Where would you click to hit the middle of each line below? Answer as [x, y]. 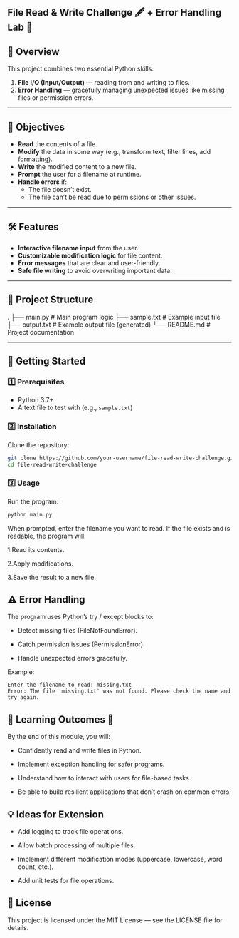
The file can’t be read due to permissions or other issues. [112, 197]
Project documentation [41, 332]
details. [18, 927]
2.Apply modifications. [40, 564]
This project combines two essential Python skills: [81, 69]
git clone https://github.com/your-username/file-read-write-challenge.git [122, 458]
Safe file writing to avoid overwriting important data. [95, 270]
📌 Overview [33, 52]
